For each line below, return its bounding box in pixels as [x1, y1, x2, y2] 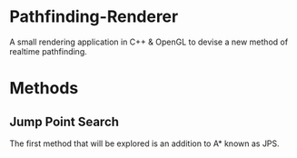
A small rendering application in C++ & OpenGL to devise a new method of [9, 36, 289, 47]
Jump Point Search [9, 114, 120, 129]
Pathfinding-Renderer [9, 6, 179, 27]
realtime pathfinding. [9, 45, 88, 56]
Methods [9, 78, 79, 99]
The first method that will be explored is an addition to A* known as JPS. [9, 138, 280, 149]
